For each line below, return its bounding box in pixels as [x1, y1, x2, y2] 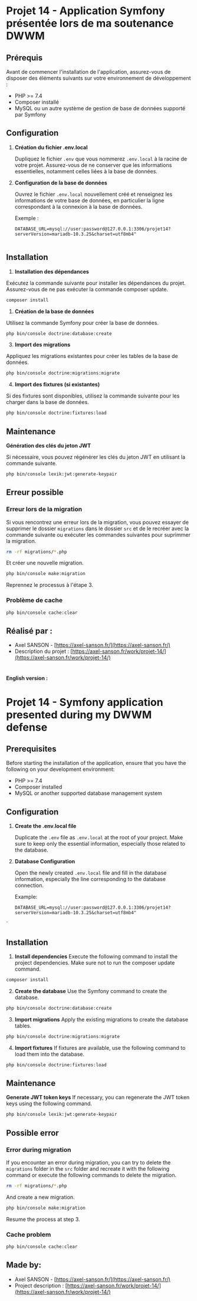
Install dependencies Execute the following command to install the [14, 953, 178, 960]
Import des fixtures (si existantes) [14, 381, 100, 388]
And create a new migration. [6, 1193, 75, 1201]
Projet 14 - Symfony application [6, 695, 163, 709]
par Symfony [14, 111, 46, 118]
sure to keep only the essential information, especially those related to [14, 840, 186, 847]
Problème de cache [6, 596, 63, 604]
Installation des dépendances [14, 268, 90, 275]
